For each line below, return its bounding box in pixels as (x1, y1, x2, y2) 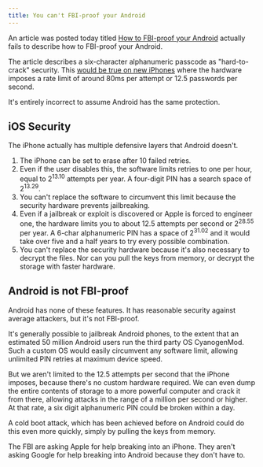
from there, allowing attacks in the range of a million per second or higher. (8, 395, 248, 404)
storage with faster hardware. (19, 261, 115, 272)
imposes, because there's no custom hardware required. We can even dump (8, 377, 256, 387)
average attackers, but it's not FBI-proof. (8, 313, 140, 323)
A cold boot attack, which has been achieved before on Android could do (8, 418, 245, 428)
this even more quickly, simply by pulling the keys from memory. (8, 426, 216, 435)
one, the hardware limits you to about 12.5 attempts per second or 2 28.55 (19, 217, 254, 228)
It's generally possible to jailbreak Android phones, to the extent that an (8, 328, 239, 339)
